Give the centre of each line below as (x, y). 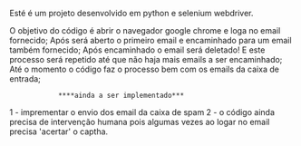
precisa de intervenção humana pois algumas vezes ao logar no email (140, 122)
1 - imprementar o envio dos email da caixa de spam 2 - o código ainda (142, 112)
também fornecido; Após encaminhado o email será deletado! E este (137, 50)
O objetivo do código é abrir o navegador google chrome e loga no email (145, 30)
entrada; (25, 79)
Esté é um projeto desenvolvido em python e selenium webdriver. (131, 13)
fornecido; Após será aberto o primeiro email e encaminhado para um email (150, 40)
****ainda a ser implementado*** (121, 95)
